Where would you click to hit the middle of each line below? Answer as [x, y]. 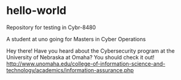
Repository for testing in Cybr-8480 [51, 27]
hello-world [37, 11]
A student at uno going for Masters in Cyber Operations [76, 39]
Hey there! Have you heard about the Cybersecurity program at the [90, 51]
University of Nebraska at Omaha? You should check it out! [80, 57]
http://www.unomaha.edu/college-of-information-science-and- [86, 64]
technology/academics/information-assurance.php [70, 70]
